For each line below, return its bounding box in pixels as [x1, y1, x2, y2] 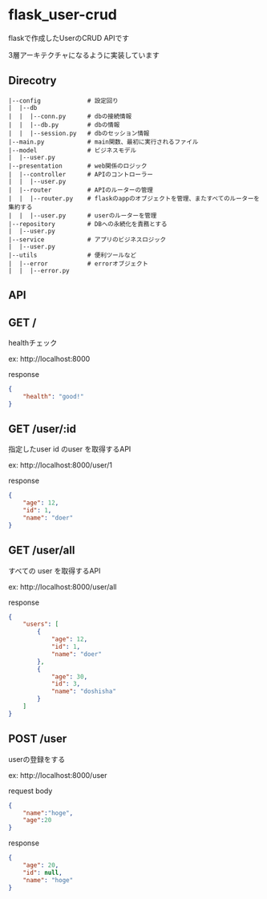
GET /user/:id [8, 422, 77, 435]
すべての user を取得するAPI [8, 565, 101, 575]
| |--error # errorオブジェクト [8, 259, 148, 268]
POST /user [8, 732, 67, 746]
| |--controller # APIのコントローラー [8, 170, 154, 178]
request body [8, 786, 53, 796]
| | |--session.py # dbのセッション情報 [8, 129, 150, 137]
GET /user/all [8, 544, 75, 557]
